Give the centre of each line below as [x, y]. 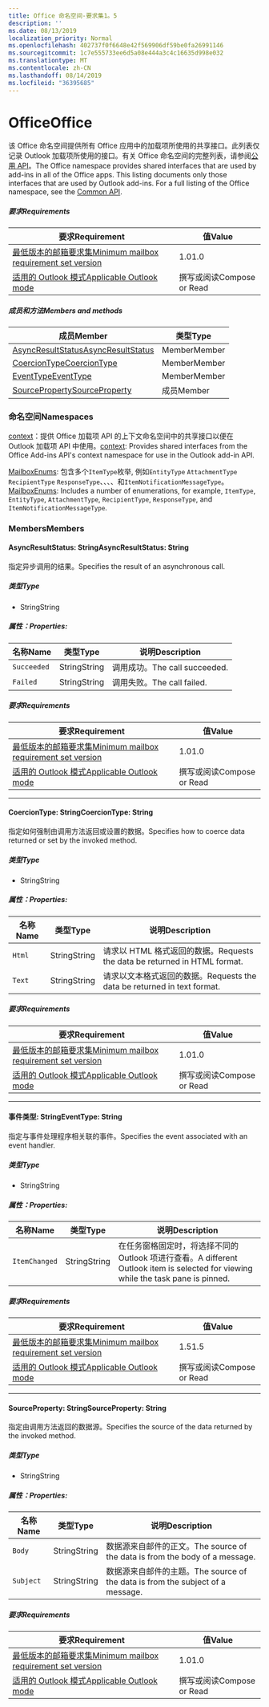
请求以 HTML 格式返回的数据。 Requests [178, 950]
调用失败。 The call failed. [159, 682]
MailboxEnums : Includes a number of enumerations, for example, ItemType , [132, 490]
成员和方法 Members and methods [65, 311]
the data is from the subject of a [166, 1582]
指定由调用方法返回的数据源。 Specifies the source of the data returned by [130, 1427]
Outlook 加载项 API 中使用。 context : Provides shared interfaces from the [128, 445]
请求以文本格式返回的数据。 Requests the [180, 976]
